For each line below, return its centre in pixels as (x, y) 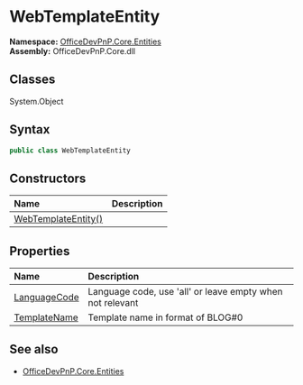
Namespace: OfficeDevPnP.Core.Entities (86, 41)
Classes (32, 80)
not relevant (113, 303)
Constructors (48, 178)
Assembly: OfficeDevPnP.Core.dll (73, 50)
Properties (40, 251)
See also (34, 349)
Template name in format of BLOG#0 (165, 317)
